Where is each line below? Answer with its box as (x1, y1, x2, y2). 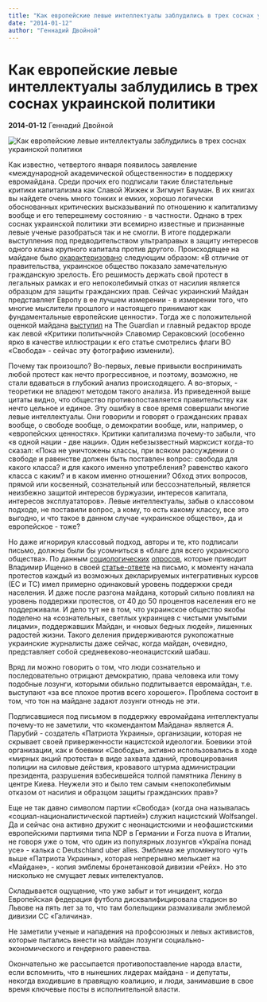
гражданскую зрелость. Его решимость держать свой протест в (8, 270, 229, 279)
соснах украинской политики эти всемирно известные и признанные (8, 219, 245, 229)
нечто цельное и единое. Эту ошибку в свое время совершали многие (8, 403, 250, 414)
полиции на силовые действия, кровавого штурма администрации (8, 763, 236, 772)
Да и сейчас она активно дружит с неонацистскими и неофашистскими (8, 820, 253, 829)
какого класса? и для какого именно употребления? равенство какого (8, 463, 249, 472)
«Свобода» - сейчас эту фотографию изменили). (8, 346, 175, 355)
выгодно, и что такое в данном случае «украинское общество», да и (8, 514, 243, 523)
